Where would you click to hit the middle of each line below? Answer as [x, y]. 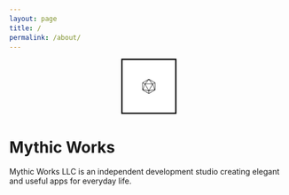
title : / [25, 28]
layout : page [33, 19]
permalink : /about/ [45, 37]
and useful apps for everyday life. [70, 181]
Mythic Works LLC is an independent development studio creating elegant [144, 172]
